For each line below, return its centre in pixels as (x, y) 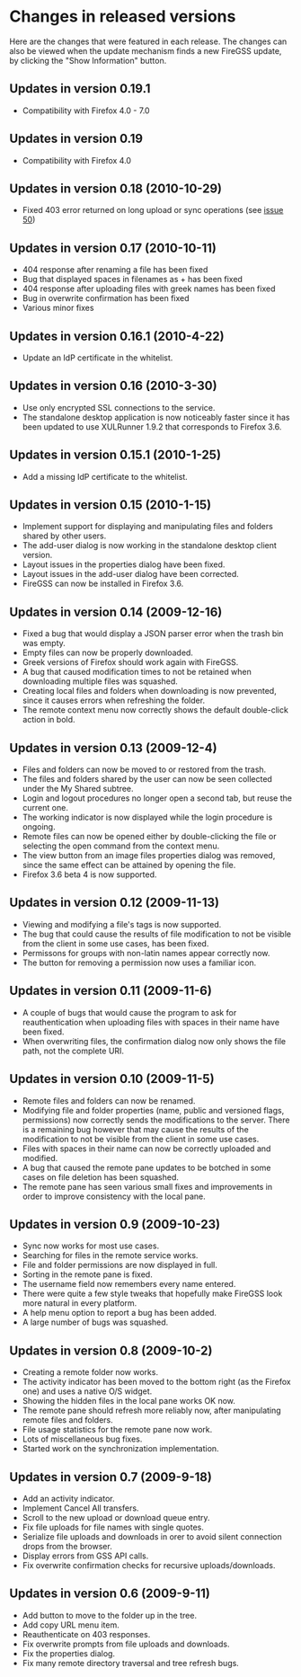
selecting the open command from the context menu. (121, 846)
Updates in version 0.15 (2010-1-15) (111, 505)
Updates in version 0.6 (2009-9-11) (110, 1594)
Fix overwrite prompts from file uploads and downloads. (126, 1644)
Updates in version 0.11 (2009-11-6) (111, 991)
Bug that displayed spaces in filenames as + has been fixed (132, 279)
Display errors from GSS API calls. (85, 1556)
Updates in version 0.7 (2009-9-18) (111, 1477)
